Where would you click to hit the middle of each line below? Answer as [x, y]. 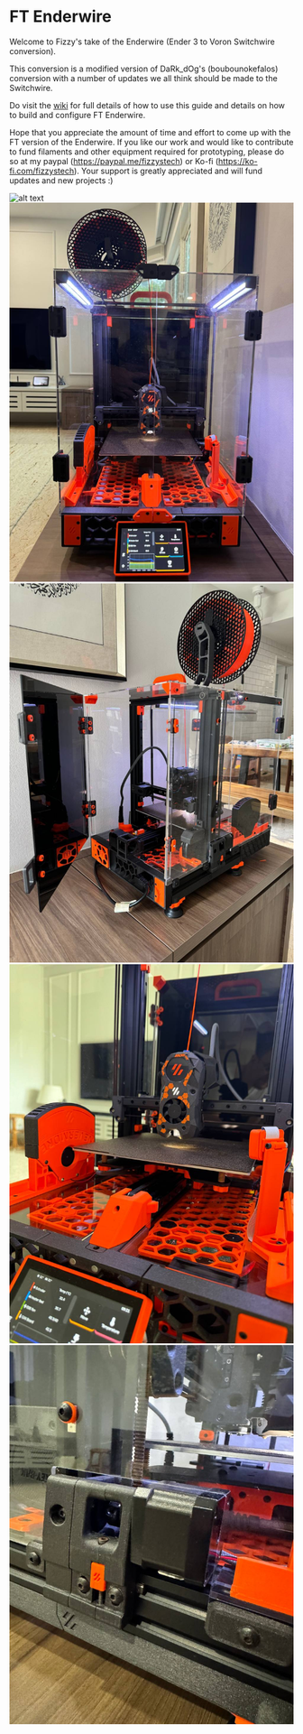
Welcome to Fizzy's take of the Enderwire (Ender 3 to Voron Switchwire [142, 42]
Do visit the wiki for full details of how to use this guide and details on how [147, 105]
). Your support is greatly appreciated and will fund [168, 171]
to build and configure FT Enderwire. [78, 115]
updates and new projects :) [61, 180]
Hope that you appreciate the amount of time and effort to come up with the [150, 132]
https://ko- [238, 161]
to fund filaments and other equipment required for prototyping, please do [147, 152]
